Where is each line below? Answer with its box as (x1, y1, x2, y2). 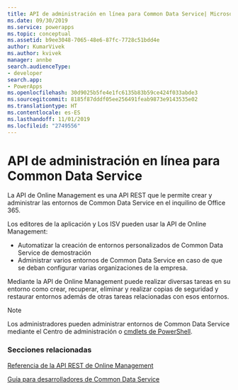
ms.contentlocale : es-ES (7, 109, 81, 116)
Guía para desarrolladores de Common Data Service (7, 374, 160, 383)
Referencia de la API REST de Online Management (7, 361, 154, 369)
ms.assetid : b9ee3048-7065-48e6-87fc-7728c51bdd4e (7, 37, 160, 44)
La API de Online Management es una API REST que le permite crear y (7, 191, 212, 200)
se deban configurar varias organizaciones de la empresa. (17, 263, 188, 273)
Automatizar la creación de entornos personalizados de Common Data (17, 241, 223, 250)
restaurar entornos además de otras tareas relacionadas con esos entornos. (7, 292, 229, 301)
